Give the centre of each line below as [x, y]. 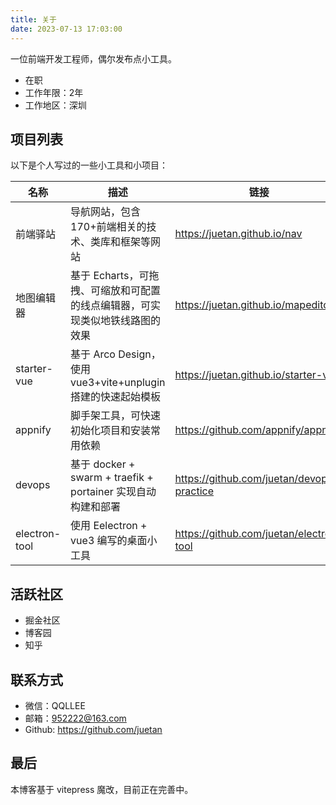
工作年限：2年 [54, 92]
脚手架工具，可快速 [116, 416]
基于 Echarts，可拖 [115, 276]
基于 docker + [103, 464]
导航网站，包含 [106, 212]
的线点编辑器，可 [111, 306]
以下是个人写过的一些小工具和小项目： [89, 165]
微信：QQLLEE [55, 705]
